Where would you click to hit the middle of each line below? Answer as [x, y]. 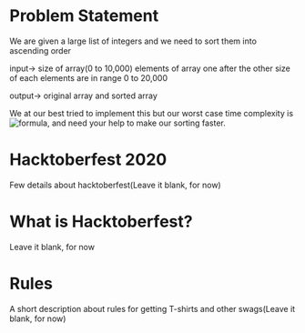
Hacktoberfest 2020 [88, 160]
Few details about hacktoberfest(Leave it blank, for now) [115, 185]
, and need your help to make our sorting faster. [136, 123]
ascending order [40, 50]
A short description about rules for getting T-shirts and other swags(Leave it [152, 308]
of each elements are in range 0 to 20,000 [89, 77]
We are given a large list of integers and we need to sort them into [133, 41]
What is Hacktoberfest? [101, 222]
